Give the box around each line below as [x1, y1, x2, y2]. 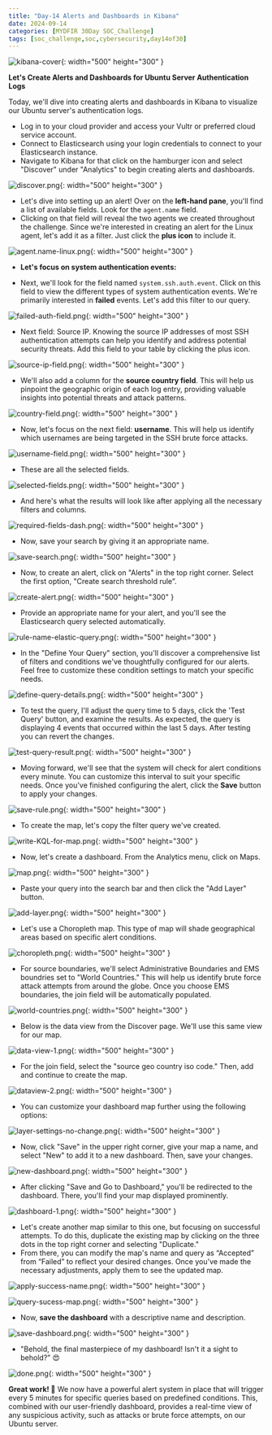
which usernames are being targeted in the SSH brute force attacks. [19, 433, 248, 443]
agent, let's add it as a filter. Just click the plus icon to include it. [19, 231, 236, 241]
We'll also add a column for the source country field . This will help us [19, 376, 254, 386]
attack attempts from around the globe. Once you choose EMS [19, 981, 230, 991]
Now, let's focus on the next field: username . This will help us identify [19, 425, 254, 434]
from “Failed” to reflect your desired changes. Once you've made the [19, 1257, 252, 1267]
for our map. [19, 1030, 63, 1040]
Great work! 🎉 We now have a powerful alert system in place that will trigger [8, 1385, 264, 1394]
